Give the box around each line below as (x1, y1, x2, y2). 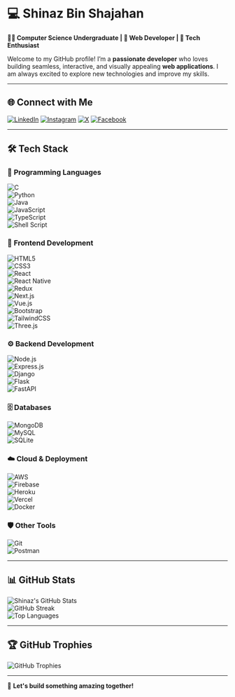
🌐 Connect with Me (7, 96, 93, 109)
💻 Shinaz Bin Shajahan (7, 6, 145, 22)
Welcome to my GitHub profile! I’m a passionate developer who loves (7, 54, 208, 63)
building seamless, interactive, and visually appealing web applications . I (7, 62, 219, 70)
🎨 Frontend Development (7, 238, 94, 248)
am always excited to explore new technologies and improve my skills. (7, 69, 210, 78)
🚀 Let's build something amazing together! (7, 682, 134, 690)
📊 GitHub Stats (7, 574, 76, 586)
